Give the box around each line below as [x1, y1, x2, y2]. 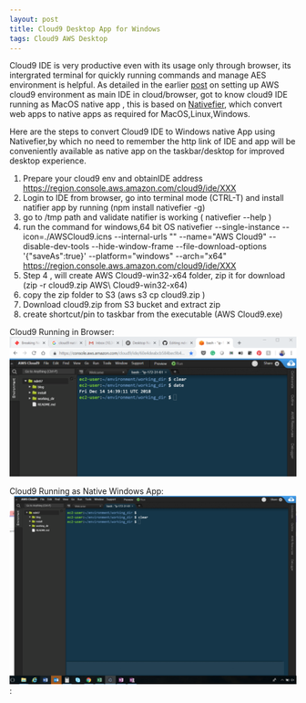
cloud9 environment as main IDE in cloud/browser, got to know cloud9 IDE [9, 89, 289, 100]
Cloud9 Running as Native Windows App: [9, 485, 164, 497]
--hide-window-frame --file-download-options [90, 241, 267, 252]
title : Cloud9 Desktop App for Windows [9, 24, 161, 34]
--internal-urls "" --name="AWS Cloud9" [113, 231, 267, 242]
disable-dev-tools [22, 241, 89, 252]
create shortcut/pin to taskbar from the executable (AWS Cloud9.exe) [22, 309, 283, 320]
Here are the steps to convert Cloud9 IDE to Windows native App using [9, 126, 276, 137]
